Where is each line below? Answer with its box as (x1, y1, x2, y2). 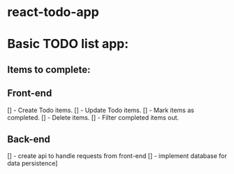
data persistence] (7, 159, 58, 168)
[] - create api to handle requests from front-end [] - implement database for (7, 152, 228, 160)
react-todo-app (7, 4, 99, 20)
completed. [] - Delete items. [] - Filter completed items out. (7, 113, 180, 122)
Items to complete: (7, 63, 91, 75)
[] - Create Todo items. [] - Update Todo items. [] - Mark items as (7, 106, 194, 114)
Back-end (7, 133, 51, 145)
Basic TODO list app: (7, 36, 129, 52)
